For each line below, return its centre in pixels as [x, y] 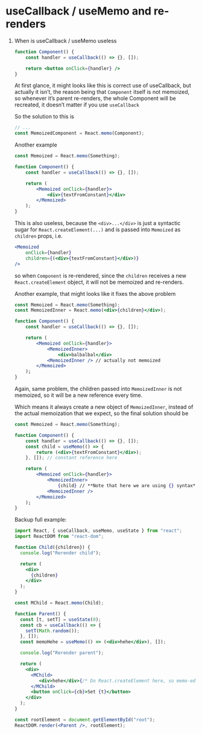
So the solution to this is [44, 117]
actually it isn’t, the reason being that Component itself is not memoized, [102, 92]
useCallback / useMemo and [79, 11]
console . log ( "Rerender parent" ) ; [62, 653]
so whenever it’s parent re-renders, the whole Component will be [95, 99]
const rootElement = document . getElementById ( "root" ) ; [85, 719]
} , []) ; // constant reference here [71, 458]
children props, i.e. [38, 236]
